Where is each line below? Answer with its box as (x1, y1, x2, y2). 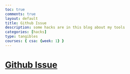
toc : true (5, 7, 25, 12)
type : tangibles (5, 34, 38, 39)
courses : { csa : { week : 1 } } (5, 39, 64, 44)
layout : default (5, 16, 38, 21)
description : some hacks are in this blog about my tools (5, 25, 125, 30)
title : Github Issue (5, 20, 47, 26)
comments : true (5, 12, 36, 16)
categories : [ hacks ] (5, 30, 47, 34)
